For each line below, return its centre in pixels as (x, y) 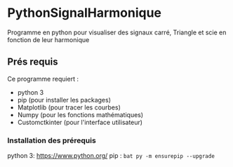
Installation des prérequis (52, 140)
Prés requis (33, 62)
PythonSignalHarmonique (85, 13)
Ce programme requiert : (43, 79)
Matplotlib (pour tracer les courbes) (69, 107)
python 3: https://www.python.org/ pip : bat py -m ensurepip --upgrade (111, 156)
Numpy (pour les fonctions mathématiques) (80, 114)
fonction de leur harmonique (48, 39)
